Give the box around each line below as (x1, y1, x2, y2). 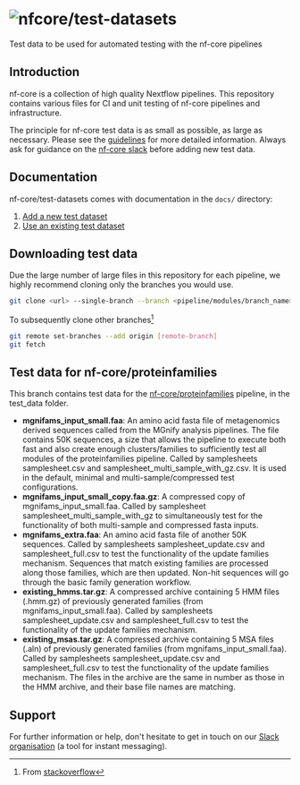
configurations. (21, 482, 79, 492)
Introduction (9, 64, 80, 80)
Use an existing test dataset (21, 220, 125, 231)
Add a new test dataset (21, 210, 108, 221)
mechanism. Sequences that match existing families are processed (21, 558, 270, 568)
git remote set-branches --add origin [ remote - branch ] (9, 331, 218, 340)
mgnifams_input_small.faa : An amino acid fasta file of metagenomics (21, 415, 280, 426)
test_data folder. (9, 398, 69, 409)
